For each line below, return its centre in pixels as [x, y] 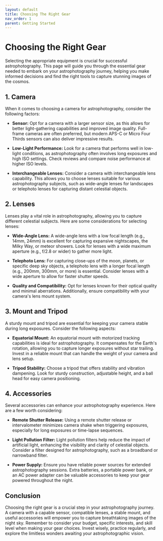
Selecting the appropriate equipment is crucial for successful [66, 61]
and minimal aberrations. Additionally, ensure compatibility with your [81, 291]
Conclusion [23, 496]
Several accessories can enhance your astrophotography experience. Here [80, 405]
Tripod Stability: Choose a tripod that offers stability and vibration [78, 368]
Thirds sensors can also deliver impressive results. [63, 139]
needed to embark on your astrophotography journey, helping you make [77, 71]
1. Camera [20, 97]
